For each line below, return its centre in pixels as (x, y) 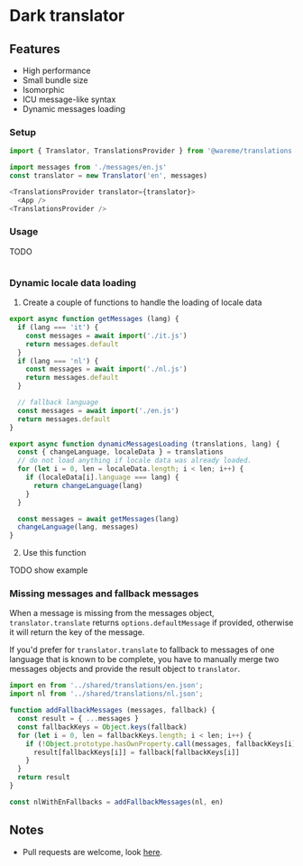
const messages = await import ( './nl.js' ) (106, 369)
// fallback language (58, 402)
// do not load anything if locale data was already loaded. (135, 461)
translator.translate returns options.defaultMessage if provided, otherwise (151, 622)
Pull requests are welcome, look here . (92, 852)
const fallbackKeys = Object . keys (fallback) (102, 727)
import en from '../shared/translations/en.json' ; (106, 686)
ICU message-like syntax (69, 99)
